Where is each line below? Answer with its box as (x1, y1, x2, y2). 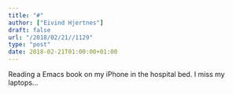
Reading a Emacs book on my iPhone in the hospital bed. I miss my (8, 70, 225, 79)
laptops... (8, 78, 39, 87)
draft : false (8, 26, 51, 34)
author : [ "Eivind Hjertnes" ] (8, 19, 104, 27)
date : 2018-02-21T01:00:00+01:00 (8, 48, 118, 56)
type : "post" (8, 41, 51, 49)
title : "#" (8, 11, 44, 20)
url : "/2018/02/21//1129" (8, 33, 93, 42)
